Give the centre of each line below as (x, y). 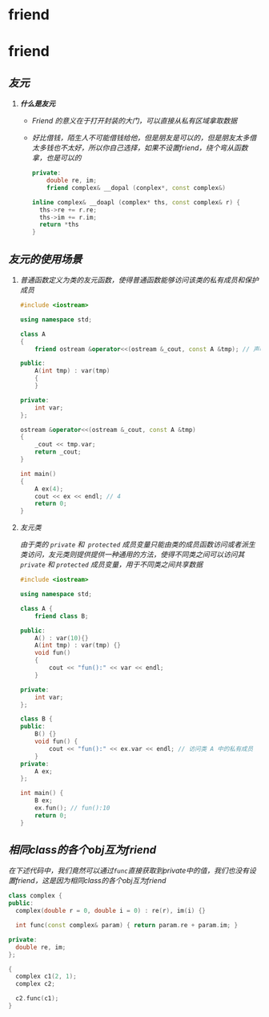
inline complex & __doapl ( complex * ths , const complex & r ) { (136, 202)
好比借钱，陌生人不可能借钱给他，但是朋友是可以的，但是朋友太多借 (144, 138)
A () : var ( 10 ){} (62, 638)
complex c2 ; (36, 984)
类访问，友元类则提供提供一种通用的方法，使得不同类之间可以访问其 (132, 555)
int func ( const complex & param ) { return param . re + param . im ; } (127, 926)
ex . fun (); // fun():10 (72, 808)
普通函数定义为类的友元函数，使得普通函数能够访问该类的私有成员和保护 (139, 280)
